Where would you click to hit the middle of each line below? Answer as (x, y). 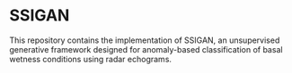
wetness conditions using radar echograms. (91, 59)
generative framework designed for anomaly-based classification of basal (146, 49)
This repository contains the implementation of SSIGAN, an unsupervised (145, 40)
